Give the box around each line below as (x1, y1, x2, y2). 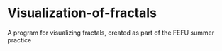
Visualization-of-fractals (7, 5, 157, 21)
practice (7, 35, 32, 44)
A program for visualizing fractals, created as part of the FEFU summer (7, 28, 215, 37)
